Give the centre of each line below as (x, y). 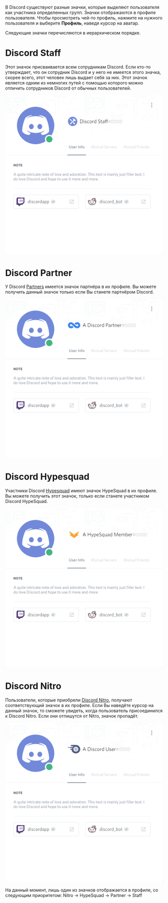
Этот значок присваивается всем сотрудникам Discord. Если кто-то (78, 66)
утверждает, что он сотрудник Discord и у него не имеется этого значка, (83, 72)
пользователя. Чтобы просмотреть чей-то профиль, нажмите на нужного (84, 18)
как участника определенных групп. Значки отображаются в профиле (80, 12)
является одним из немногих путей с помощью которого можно (74, 82)
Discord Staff (33, 53)
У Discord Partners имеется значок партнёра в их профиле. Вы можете (81, 286)
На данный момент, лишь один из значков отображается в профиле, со (82, 890)
